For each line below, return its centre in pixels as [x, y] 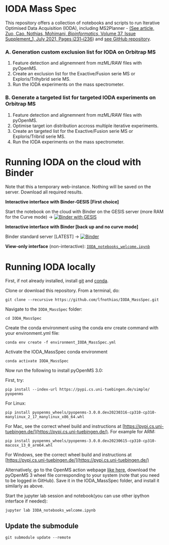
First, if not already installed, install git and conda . [57, 281]
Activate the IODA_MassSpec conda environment [56, 352]
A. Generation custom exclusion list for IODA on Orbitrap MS [81, 52]
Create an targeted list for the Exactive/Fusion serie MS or [73, 131]
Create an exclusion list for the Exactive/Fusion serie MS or [74, 74]
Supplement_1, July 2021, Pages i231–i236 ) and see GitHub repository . [78, 39]
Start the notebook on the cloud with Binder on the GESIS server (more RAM [84, 212]
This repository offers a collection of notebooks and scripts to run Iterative [82, 23]
